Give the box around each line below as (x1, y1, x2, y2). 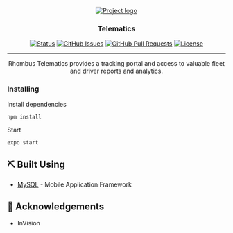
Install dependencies (7, 100, 67, 108)
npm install (7, 113, 42, 121)
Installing (7, 84, 40, 94)
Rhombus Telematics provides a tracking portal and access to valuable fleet (8, 60, 225, 68)
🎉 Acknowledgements (7, 200, 105, 212)
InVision (17, 219, 40, 227)
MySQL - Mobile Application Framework (17, 180, 132, 189)
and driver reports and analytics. (70, 67, 163, 76)
